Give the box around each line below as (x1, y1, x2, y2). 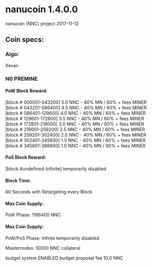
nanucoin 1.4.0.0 (5, 4, 78, 15)
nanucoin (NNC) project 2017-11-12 (5, 20, 79, 27)
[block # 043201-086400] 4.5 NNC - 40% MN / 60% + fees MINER (5, 104, 147, 110)
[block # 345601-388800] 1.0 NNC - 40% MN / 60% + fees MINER (5, 142, 146, 149)
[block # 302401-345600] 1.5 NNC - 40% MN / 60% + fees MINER (5, 137, 146, 143)
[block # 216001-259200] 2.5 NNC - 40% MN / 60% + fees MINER (5, 126, 145, 132)
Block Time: (5, 178, 32, 184)
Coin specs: (5, 35, 44, 44)
